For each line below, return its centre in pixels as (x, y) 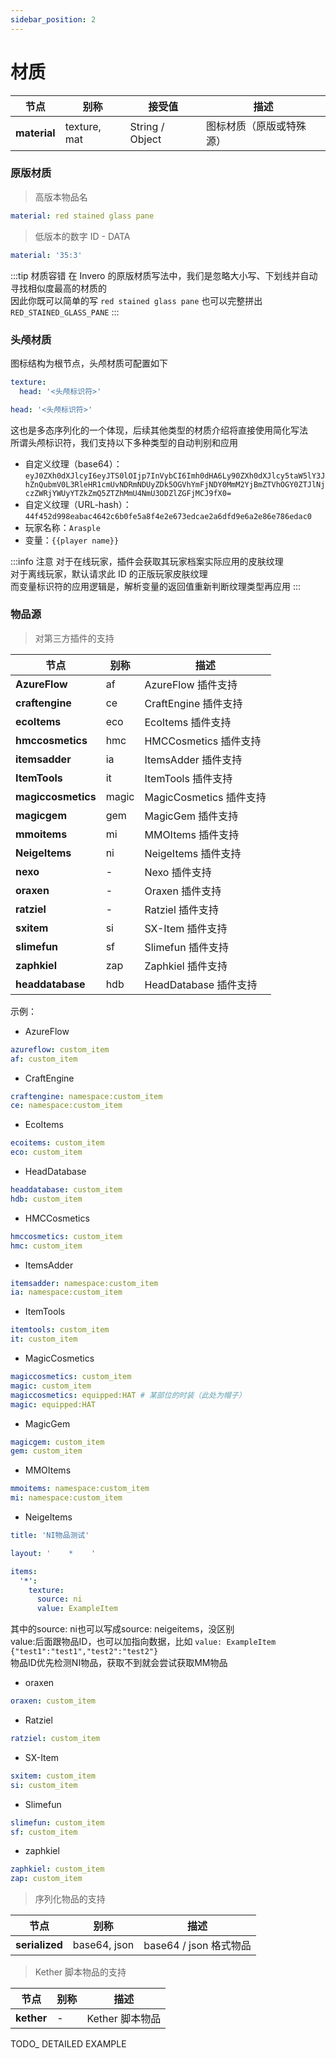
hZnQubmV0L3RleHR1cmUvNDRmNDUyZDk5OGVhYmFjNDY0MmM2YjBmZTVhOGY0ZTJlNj (175, 484)
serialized (39, 1945)
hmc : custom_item (46, 1246)
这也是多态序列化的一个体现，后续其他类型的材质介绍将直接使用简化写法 (159, 430)
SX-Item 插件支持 (186, 928)
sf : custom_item (44, 1832)
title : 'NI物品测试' (50, 1536)
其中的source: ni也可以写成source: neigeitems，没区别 (122, 1629)
